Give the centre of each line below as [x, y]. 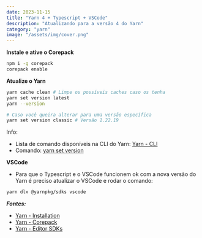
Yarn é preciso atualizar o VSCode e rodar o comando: [84, 181]
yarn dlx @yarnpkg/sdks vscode [46, 192]
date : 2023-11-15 [28, 12]
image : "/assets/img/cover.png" [47, 35]
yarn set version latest [38, 98]
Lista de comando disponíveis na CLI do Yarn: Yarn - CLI [86, 144]
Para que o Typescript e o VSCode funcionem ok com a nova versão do [106, 174]
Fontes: [16, 204]
